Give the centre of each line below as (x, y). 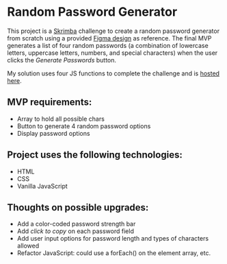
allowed (28, 246)
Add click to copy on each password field (76, 231)
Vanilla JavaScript (42, 186)
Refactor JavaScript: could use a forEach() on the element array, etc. (113, 253)
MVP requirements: (50, 103)
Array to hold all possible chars (61, 119)
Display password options (53, 133)
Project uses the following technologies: (95, 155)
